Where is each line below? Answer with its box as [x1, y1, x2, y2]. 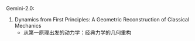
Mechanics [14, 23, 42, 29]
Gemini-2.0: [6, 5, 35, 12]
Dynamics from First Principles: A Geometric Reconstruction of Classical [14, 16, 190, 23]
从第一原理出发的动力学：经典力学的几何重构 [23, 29, 132, 36]
